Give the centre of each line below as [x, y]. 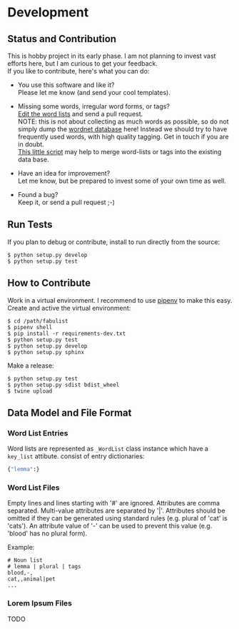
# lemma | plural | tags [44, 567]
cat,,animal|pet [31, 579]
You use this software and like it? [66, 85]
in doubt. [31, 144]
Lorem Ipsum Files [40, 603]
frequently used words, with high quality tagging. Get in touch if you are [123, 137]
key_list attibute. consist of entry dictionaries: [76, 456]
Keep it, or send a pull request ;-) [66, 202]
